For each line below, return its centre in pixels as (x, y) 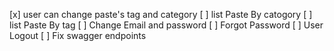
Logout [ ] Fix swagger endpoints (78, 35)
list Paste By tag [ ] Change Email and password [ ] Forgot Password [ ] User (166, 25)
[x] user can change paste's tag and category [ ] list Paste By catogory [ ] (161, 14)
